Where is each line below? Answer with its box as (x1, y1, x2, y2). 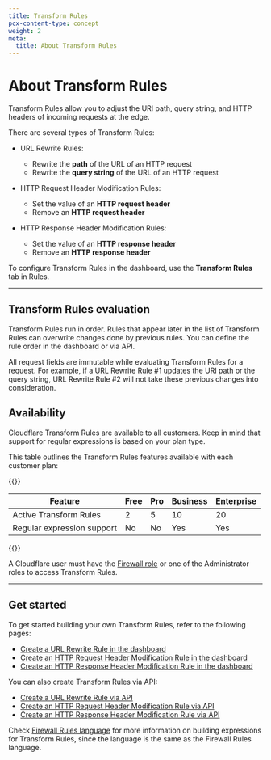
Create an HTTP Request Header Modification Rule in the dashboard (19, 652, 248, 662)
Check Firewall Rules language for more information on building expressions (8, 725, 262, 735)
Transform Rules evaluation (8, 302, 151, 316)
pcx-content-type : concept (8, 19, 99, 27)
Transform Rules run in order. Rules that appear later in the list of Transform (8, 324, 260, 334)
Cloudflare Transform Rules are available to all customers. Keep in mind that (8, 428, 261, 437)
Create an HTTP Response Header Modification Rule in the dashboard (19, 661, 253, 671)
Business (171, 495, 208, 506)
